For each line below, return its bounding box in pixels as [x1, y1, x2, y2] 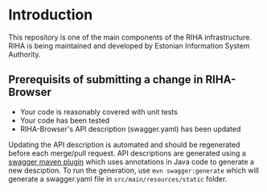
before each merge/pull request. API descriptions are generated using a [8, 148, 247, 158]
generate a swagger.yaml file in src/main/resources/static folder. [8, 173, 228, 183]
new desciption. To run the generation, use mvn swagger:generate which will [8, 165, 260, 175]
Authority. [8, 49, 42, 59]
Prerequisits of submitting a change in [8, 73, 203, 86]
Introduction [8, 6, 93, 24]
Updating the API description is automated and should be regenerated [8, 140, 240, 149]
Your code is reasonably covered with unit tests [19, 106, 179, 116]
